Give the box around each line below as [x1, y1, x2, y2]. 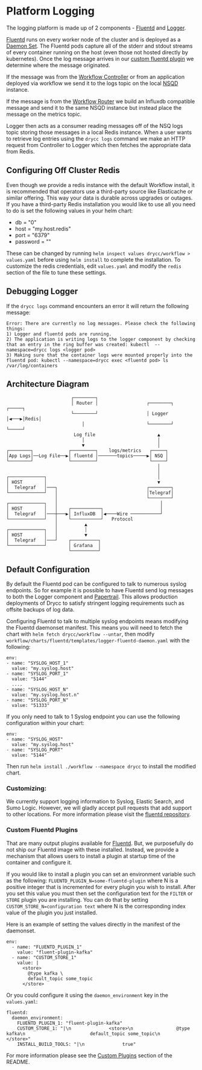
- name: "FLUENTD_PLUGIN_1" [11, 944, 83, 950]
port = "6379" [14, 231, 50, 239]
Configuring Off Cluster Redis [6, 165, 121, 176]
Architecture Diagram [6, 379, 89, 389]
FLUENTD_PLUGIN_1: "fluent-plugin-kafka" [17, 1020, 122, 1026]
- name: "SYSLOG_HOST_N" [6, 686, 69, 693]
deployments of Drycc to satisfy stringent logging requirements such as [6, 600, 185, 607]
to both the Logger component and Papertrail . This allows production [6, 593, 178, 601]
